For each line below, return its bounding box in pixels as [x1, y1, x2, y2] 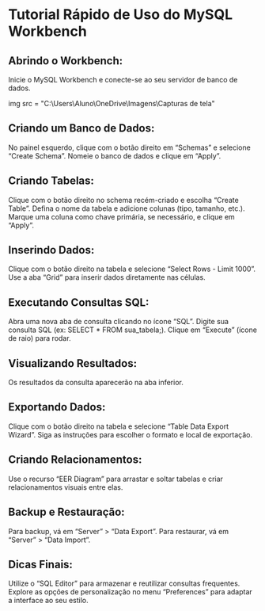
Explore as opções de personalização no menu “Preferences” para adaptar [8, 587, 253, 597]
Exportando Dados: [8, 400, 106, 414]
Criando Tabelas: [8, 174, 95, 188]
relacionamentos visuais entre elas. [8, 482, 123, 492]
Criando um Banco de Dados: [8, 121, 155, 136]
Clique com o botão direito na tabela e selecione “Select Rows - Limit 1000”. [8, 264, 256, 274]
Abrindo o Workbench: [8, 54, 123, 67]
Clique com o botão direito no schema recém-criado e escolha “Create [8, 195, 239, 204]
